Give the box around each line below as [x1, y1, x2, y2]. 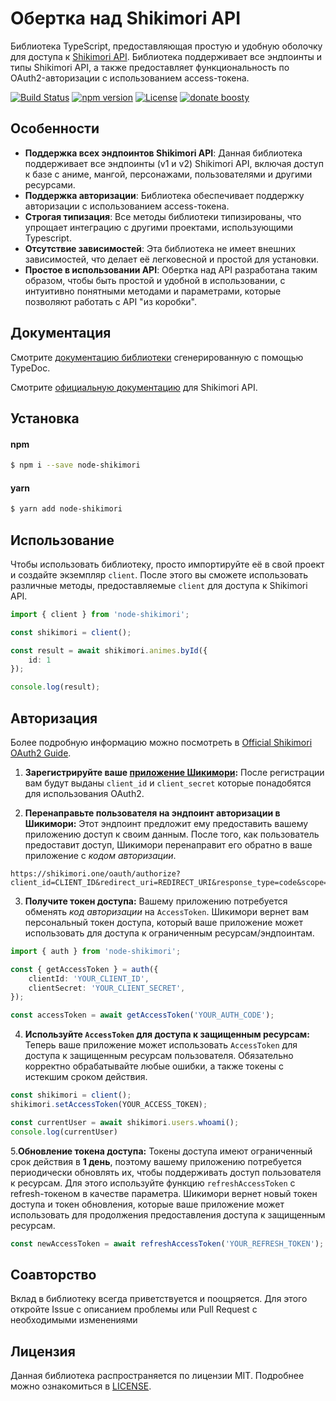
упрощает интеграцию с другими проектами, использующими [24, 221, 294, 233]
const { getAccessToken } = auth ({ [10, 964, 159, 974]
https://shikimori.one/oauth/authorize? [10, 868, 182, 879]
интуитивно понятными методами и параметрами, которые [24, 285, 282, 297]
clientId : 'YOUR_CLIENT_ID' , [28, 973, 150, 984]
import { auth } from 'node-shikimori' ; [10, 946, 182, 956]
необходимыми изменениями [10, 1314, 138, 1326]
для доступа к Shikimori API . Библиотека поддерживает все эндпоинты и [10, 50, 323, 62]
